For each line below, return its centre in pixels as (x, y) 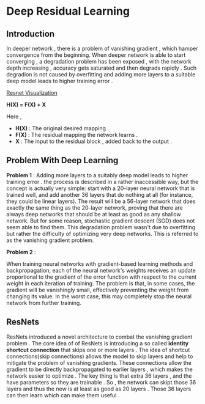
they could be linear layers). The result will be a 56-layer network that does (101, 201)
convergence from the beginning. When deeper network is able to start (96, 55)
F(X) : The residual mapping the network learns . (76, 135)
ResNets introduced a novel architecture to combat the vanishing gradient (99, 337)
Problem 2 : (21, 252)
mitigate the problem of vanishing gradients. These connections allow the (99, 362)
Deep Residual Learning (68, 11)
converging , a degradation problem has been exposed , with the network (99, 61)
